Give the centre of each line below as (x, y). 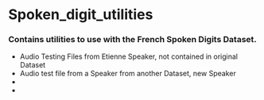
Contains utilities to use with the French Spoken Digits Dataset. (132, 40)
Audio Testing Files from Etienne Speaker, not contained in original (129, 56)
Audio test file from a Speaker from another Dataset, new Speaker (128, 74)
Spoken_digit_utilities (81, 15)
